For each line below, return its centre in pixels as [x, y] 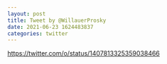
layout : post [27, 14]
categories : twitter [38, 33]
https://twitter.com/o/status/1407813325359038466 [83, 53]
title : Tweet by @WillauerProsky [57, 20]
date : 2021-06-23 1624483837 [50, 27]
